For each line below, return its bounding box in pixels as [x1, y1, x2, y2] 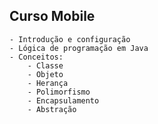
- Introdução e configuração [9, 34, 131, 44]
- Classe [27, 60, 64, 71]
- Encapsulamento [27, 95, 100, 106]
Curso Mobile [9, 8, 96, 25]
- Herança [27, 78, 69, 88]
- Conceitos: [9, 52, 64, 62]
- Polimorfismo [27, 87, 91, 97]
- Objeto [27, 69, 64, 79]
